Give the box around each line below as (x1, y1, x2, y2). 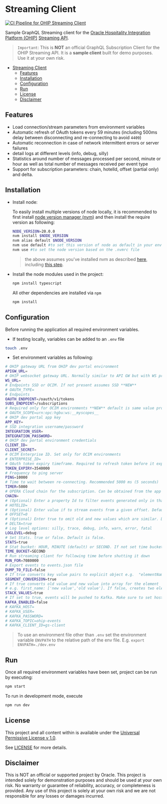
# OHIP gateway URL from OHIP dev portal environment (5, 364, 119, 369)
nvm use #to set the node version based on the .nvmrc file (12, 247, 140, 252)
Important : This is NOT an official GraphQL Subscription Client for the (17, 44, 160, 50)
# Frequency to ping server (5, 471, 64, 476)
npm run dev (5, 702, 30, 708)
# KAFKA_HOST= (5, 604, 35, 609)
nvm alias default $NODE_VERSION (12, 238, 82, 243)
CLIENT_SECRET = (5, 447, 37, 453)
